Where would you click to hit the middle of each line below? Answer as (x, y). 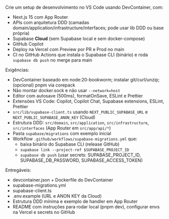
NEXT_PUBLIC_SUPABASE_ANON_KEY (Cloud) (54, 117)
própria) (21, 33)
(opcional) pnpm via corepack (44, 85)
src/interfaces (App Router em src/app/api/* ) (62, 128)
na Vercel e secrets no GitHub (44, 212)
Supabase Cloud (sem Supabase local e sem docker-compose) (79, 38)
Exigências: (17, 70)
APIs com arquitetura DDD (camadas (51, 23)
